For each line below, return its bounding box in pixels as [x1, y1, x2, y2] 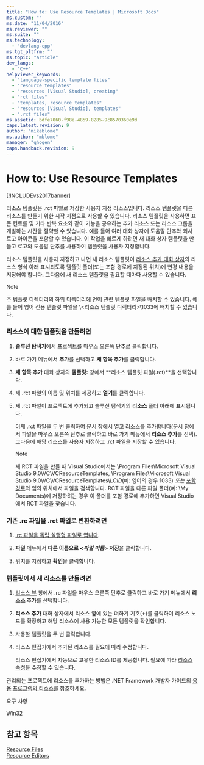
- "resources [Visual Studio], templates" [12, 105, 121, 112]
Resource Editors [6, 752, 50, 760]
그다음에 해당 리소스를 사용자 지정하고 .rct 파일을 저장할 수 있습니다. [15, 438, 177, 445]
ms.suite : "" [6, 32, 40, 38]
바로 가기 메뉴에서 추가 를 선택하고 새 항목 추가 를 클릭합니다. [15, 355, 157, 363]
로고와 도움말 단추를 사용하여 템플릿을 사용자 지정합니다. [17, 242, 151, 250]
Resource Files [6, 745, 44, 753]
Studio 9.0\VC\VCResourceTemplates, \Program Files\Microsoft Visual [15, 470, 191, 477]
